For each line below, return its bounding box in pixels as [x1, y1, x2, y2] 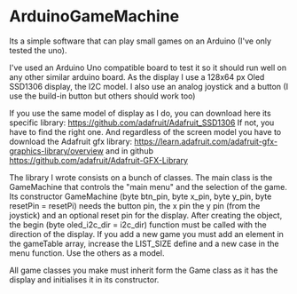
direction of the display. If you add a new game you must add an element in [9, 228, 284, 239]
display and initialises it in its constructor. [9, 274, 160, 285]
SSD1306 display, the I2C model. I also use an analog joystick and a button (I [9, 81, 289, 91]
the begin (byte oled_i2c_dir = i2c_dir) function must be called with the [9, 219, 268, 230]
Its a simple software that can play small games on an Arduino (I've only [9, 36, 272, 46]
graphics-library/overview [9, 145, 104, 156]
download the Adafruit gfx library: [9, 136, 133, 147]
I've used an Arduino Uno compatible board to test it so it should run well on [9, 62, 286, 73]
